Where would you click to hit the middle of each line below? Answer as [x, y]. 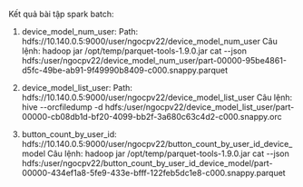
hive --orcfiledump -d [62, 107]
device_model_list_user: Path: [77, 88]
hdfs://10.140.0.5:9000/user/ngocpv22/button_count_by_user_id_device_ [157, 144]
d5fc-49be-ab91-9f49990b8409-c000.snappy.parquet [125, 70]
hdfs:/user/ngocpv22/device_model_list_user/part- [200, 107]
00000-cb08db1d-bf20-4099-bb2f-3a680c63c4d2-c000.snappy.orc [151, 117]
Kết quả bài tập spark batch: [61, 14]
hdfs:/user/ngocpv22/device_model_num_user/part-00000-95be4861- [154, 60]
